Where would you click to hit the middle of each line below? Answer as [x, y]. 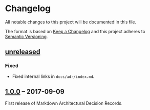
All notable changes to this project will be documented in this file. [71, 22]
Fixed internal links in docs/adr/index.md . [53, 76]
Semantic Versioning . [26, 37]
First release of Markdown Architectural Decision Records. [64, 103]
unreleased [23, 52]
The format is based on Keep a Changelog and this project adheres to [75, 31]
